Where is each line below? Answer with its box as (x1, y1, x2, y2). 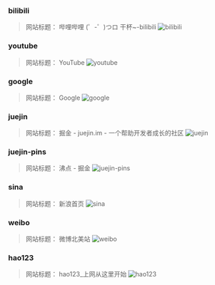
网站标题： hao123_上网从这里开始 (25, 270, 127, 279)
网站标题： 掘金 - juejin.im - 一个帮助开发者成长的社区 (25, 129, 184, 138)
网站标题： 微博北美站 (25, 234, 91, 244)
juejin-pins (8, 147, 47, 157)
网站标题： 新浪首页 (25, 199, 84, 208)
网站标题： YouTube (25, 58, 85, 66)
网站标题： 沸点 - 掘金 (25, 164, 91, 172)
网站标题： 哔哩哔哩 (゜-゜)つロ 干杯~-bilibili (25, 23, 156, 31)
